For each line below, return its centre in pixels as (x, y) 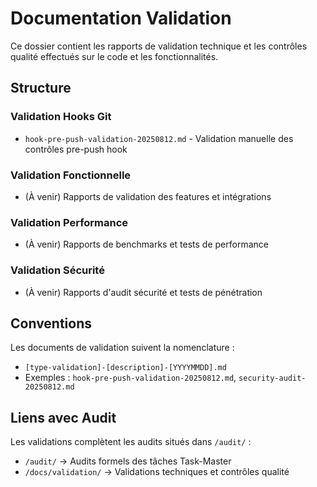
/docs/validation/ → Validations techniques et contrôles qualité (157, 472)
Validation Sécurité (57, 270)
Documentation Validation (121, 18)
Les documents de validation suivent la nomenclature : (122, 348)
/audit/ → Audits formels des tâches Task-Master (128, 461)
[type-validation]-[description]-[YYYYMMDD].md (125, 368)
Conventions (51, 323)
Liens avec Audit (63, 417)
